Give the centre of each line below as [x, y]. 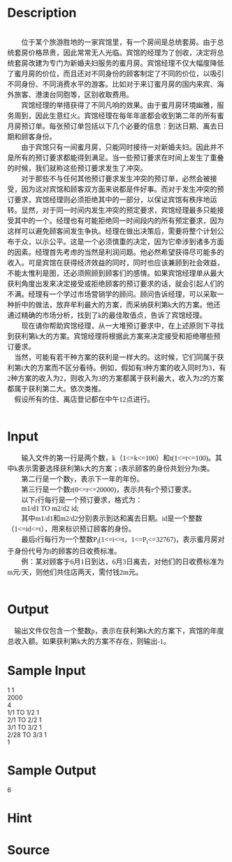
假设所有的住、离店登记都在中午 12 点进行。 [85, 399]
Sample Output [52, 771]
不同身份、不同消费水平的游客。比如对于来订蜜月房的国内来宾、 [113, 84]
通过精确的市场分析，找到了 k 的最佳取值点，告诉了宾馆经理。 [107, 315]
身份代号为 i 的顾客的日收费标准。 [68, 552]
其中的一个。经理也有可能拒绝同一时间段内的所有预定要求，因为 [119, 221]
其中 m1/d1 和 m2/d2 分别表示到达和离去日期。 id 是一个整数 [112, 518]
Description [42, 13]
